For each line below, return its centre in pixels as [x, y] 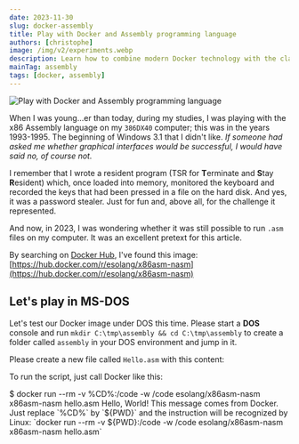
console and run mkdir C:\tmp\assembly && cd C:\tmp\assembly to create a [146, 332]
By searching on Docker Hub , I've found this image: [104, 254]
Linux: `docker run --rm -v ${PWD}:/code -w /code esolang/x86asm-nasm [146, 422]
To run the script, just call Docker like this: [86, 376]
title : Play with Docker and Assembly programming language [123, 34]
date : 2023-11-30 [41, 17]
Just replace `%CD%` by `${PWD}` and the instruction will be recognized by [149, 412]
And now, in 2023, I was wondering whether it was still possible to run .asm [146, 228]
